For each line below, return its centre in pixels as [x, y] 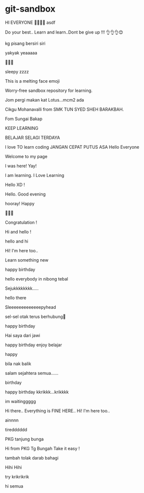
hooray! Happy [20, 203]
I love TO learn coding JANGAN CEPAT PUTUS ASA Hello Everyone [72, 147]
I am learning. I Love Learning [35, 175]
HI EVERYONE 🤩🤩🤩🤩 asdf [30, 22]
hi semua [14, 486]
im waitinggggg [21, 401]
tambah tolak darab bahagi [32, 458]
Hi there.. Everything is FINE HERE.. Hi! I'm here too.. [57, 411]
